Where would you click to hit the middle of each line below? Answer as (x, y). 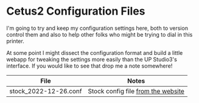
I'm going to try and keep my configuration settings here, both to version (97, 28)
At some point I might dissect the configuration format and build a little (95, 52)
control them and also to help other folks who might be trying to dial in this (100, 34)
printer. (15, 41)
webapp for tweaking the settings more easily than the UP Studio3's (92, 59)
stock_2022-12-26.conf (46, 91)
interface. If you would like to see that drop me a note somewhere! (89, 66)
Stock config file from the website (136, 91)
